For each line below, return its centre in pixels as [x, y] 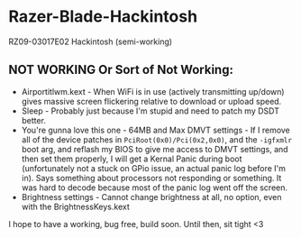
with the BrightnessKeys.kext [75, 206]
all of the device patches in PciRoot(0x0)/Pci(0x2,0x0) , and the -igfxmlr [156, 139]
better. [34, 120]
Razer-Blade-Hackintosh [103, 17]
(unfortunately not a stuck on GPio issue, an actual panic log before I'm [153, 168]
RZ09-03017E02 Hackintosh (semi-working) [91, 41]
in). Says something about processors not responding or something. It [151, 178]
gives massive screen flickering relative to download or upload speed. [151, 101]
